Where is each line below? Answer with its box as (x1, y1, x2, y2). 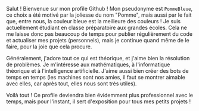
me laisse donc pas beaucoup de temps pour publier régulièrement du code (6, 30, 192, 38)
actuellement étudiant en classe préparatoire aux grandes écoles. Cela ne (6, 24, 188, 31)
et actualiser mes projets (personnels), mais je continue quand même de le (6, 37, 189, 44)
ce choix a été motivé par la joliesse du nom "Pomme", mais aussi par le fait (6, 11, 192, 18)
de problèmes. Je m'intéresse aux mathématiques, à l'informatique (6, 61, 170, 68)
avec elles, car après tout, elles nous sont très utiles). (6, 80, 137, 87)
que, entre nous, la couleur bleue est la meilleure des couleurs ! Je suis (6, 18, 181, 24)
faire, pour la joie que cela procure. (6, 43, 92, 50)
